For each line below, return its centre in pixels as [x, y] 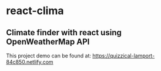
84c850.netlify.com [30, 62]
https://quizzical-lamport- [123, 56]
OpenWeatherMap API [48, 41]
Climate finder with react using [64, 33]
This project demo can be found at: [49, 56]
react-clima [35, 11]
